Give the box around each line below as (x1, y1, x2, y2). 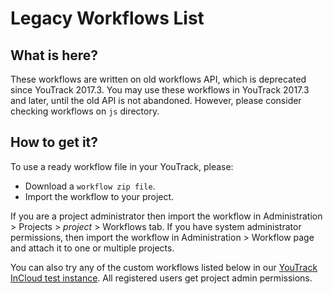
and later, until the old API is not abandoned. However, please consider (10, 95, 302, 106)
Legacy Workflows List (10, 7, 205, 30)
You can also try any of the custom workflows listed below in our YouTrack (10, 261, 318, 273)
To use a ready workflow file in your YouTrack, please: (10, 160, 234, 172)
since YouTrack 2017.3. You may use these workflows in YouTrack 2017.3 (10, 84, 310, 96)
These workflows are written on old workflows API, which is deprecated (10, 73, 307, 85)
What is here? (10, 47, 99, 64)
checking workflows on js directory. (10, 105, 160, 117)
